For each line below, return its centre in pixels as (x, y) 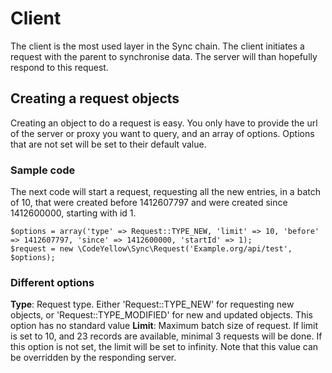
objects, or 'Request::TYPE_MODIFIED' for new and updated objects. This (161, 315)
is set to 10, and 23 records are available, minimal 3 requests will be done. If (166, 336)
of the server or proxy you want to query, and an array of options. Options (162, 133)
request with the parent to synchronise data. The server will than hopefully (164, 56)
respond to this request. (59, 67)
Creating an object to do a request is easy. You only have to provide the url (164, 123)
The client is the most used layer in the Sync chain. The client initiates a (157, 46)
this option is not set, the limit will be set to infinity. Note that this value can (164, 347)
